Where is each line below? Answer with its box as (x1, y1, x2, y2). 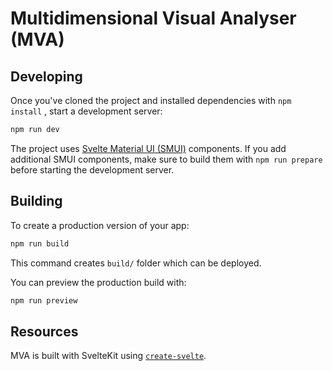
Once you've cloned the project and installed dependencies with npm (10, 95, 292, 106)
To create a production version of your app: (10, 219, 190, 231)
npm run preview (10, 295, 78, 306)
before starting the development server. (10, 163, 175, 176)
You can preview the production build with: (10, 276, 187, 288)
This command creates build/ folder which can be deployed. (10, 257, 262, 269)
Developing (10, 68, 83, 85)
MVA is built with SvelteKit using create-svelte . (10, 350, 207, 362)
